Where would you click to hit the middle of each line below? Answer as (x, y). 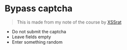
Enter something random (37, 42)
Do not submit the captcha (39, 31)
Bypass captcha (39, 9)
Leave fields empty (32, 37)
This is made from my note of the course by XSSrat (69, 22)
